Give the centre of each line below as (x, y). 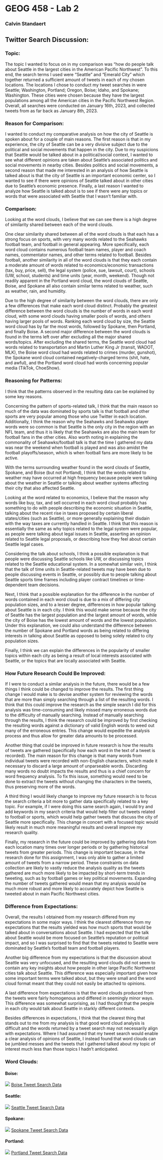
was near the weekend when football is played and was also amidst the (76, 448)
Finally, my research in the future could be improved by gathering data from (81, 842)
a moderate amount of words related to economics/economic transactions (80, 265)
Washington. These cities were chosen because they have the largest (75, 95)
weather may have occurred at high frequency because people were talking (81, 478)
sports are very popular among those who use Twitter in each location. (76, 416)
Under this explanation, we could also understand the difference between (79, 625)
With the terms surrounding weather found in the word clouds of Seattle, (78, 467)
